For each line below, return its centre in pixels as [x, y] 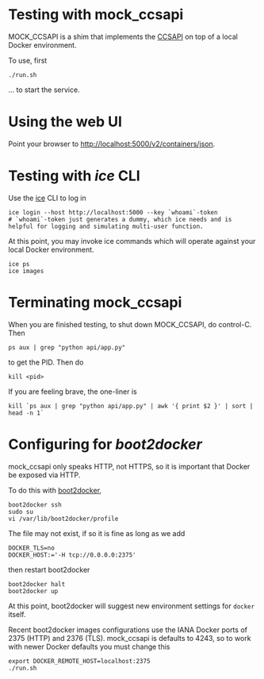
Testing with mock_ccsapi [96, 15]
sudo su [21, 511]
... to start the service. [44, 90]
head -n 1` [26, 413]
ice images [26, 271]
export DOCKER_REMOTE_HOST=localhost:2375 [79, 661]
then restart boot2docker [49, 569]
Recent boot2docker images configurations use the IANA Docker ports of [128, 630]
